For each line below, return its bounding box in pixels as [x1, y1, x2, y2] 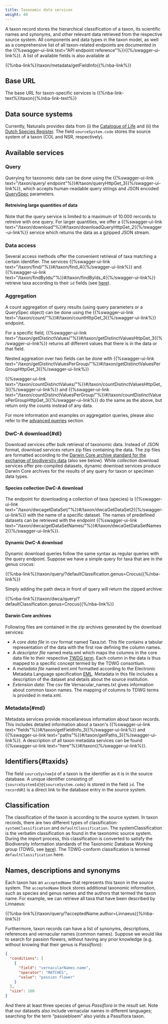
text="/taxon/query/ [5, 180, 46, 186]
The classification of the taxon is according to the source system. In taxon [5, 814, 158, 820]
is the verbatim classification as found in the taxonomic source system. [5, 830, 152, 836]
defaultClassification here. [5, 851, 64, 858]
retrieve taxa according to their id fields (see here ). [5, 280, 111, 286]
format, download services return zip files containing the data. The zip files [5, 447, 160, 453]
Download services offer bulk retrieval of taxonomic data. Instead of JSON [5, 441, 159, 447]
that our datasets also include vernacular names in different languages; [5, 1008, 152, 1013]
